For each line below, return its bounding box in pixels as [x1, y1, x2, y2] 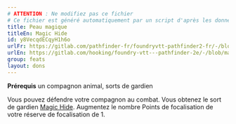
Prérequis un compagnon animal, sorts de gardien [7, 81, 153, 90]
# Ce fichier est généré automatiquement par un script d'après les [7, 17, 212, 24]
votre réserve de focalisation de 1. [7, 110, 105, 118]
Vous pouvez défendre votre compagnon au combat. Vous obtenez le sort [7, 95, 222, 104]
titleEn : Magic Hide [7, 29, 68, 37]
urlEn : [7, 50, 27, 57]
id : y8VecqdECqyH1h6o [7, 36, 71, 43]
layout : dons [7, 62, 46, 69]
